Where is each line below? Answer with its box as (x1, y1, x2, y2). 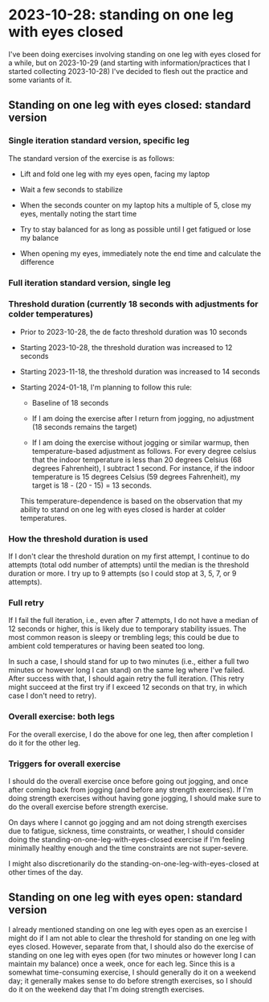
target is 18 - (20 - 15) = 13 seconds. (31, 480, 153, 490)
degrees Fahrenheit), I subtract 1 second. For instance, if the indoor (31, 463, 255, 472)
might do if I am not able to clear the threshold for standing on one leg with (8, 933, 256, 942)
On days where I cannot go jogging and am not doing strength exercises (8, 818, 247, 827)
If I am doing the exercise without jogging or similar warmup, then (31, 437, 250, 447)
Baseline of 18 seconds (31, 398, 109, 407)
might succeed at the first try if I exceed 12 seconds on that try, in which (8, 682, 247, 692)
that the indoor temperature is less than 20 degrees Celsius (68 (31, 455, 243, 464)
